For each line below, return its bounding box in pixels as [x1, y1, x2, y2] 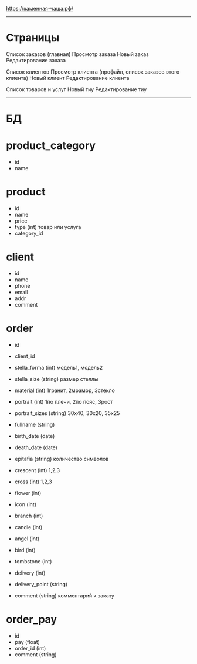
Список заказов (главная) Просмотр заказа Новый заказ [6, 50, 149, 58]
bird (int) [14, 546, 36, 553]
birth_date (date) [14, 432, 55, 439]
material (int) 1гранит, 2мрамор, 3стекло [14, 387, 116, 394]
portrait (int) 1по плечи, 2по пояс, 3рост [14, 398, 113, 405]
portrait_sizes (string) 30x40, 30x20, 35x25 [14, 409, 120, 417]
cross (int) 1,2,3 [14, 478, 52, 485]
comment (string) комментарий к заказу [14, 592, 114, 599]
